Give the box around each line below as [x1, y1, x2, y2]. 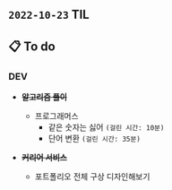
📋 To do [8, 39, 56, 54]
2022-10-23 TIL [8, 7, 90, 22]
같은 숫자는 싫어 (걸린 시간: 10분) [47, 122, 165, 133]
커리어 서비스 [21, 152, 68, 163]
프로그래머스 [34, 111, 79, 122]
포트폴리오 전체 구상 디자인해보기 [34, 171, 150, 182]
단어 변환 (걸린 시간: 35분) [47, 134, 141, 144]
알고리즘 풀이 [21, 91, 68, 102]
